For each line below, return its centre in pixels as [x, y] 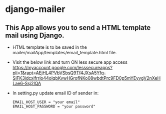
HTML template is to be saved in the [50, 47]
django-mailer [35, 9]
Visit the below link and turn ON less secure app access [70, 62]
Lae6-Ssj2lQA [27, 83]
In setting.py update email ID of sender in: [55, 93]
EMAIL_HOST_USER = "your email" [46, 102]
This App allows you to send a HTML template [78, 28]
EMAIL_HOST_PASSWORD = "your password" [54, 107]
